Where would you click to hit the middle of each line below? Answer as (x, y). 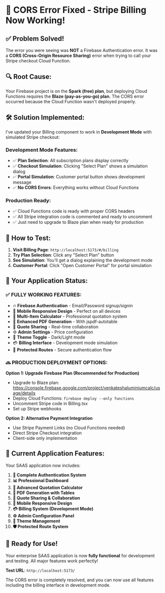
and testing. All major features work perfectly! (52, 561)
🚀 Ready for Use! (32, 544)
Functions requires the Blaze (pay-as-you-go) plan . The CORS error (75, 96)
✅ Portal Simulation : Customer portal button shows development (79, 177)
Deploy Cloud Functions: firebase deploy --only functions (73, 398)
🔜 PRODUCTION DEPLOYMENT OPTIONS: (56, 362)
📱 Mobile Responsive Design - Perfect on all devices (67, 311)
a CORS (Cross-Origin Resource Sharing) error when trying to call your (78, 55)
